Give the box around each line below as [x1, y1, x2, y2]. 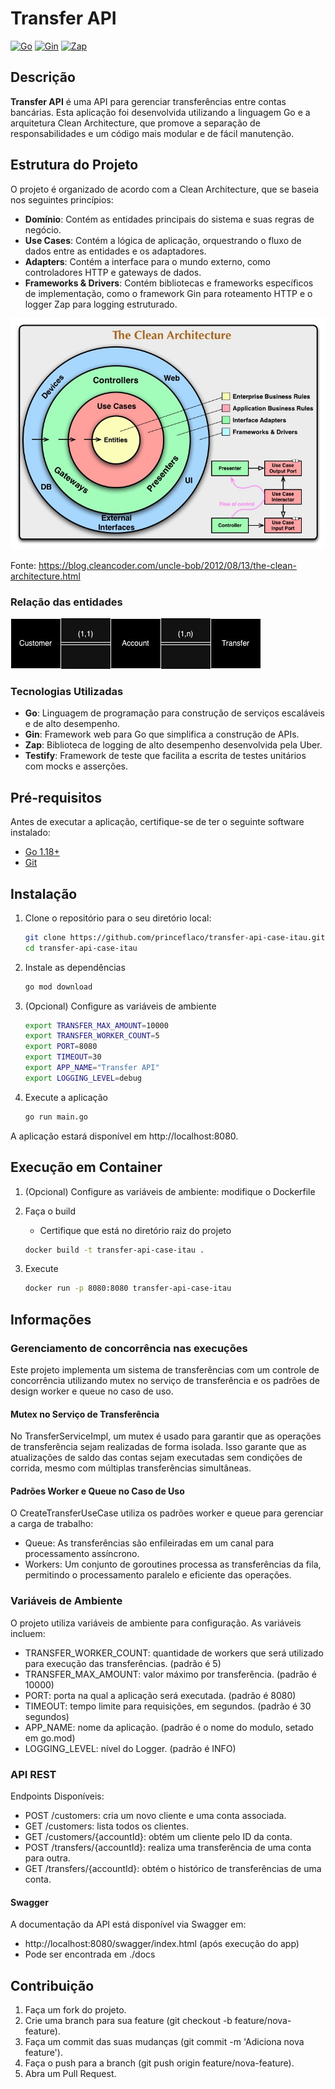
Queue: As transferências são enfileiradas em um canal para [24, 1537, 275, 1549]
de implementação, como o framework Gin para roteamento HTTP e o [24, 287, 313, 299]
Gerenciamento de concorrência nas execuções [10, 1341, 248, 1355]
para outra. [24, 1852, 71, 1864]
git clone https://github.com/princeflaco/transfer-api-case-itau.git [24, 932, 326, 942]
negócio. [24, 223, 62, 236]
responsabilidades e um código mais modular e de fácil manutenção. [10, 127, 295, 139]
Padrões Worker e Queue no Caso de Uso [10, 1485, 185, 1497]
